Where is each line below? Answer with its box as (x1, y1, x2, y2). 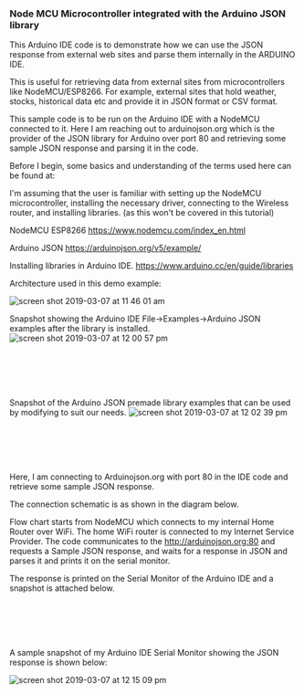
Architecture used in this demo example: (9, 278, 162, 289)
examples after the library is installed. (9, 323, 151, 334)
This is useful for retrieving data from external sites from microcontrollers (9, 77, 286, 88)
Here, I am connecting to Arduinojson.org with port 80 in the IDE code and (9, 471, 288, 482)
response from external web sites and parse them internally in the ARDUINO (9, 49, 296, 60)
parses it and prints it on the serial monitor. (9, 555, 171, 566)
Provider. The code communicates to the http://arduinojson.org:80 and (9, 536, 276, 547)
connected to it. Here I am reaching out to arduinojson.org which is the (9, 123, 276, 134)
